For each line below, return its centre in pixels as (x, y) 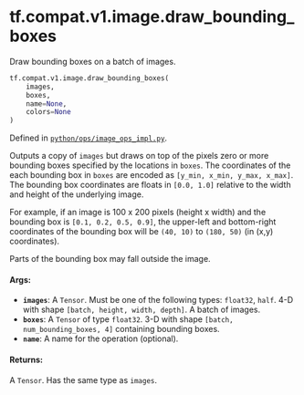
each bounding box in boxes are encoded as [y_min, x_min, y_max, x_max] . (152, 175)
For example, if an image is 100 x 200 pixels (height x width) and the (138, 213)
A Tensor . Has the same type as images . (84, 379)
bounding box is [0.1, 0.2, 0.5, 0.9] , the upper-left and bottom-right (143, 222)
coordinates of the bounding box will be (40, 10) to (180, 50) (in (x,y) (142, 232)
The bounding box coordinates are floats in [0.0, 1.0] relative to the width (150, 185)
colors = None (48, 112)
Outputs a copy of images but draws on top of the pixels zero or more (139, 156)
